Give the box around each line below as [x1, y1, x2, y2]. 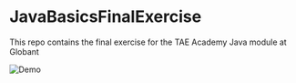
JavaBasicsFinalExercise [9, 6, 202, 27]
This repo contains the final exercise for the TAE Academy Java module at [9, 36, 287, 47]
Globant [9, 46, 39, 57]
